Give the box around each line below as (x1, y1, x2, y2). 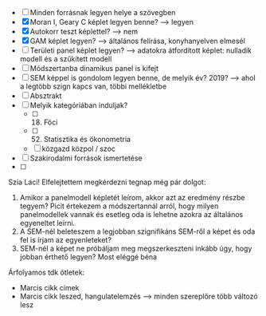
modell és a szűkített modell (19, 54, 112, 63)
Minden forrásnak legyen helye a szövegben (29, 8, 176, 17)
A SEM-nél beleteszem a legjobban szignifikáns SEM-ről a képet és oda (19, 227, 256, 236)
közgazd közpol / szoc (41, 144, 116, 153)
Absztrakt (29, 91, 62, 101)
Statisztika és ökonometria (43, 135, 131, 144)
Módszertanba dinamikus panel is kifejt (29, 64, 159, 73)
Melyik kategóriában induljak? (29, 101, 128, 110)
